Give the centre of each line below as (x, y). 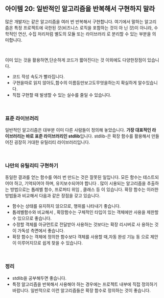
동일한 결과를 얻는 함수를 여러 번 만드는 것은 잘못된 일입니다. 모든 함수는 (73, 177)
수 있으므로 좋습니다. (32, 218)
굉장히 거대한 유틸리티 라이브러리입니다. (52, 142)
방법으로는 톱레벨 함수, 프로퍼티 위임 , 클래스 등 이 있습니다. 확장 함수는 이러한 (84, 190)
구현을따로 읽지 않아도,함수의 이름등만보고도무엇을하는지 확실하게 (74, 82)
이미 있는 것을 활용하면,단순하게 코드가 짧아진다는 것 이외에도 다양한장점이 (76, 60)
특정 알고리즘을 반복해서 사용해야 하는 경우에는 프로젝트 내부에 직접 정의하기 (85, 284)
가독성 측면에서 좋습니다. (41, 231)
